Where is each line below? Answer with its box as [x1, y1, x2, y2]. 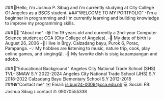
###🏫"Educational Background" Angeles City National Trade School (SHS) [5, 66, 156, 71]
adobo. [5, 56, 20, 62]
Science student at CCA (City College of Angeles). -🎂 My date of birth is [5, 35, 151, 41]
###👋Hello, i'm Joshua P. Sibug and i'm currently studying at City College [5, 5, 155, 10]
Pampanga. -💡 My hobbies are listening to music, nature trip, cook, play [5, 46, 150, 51]
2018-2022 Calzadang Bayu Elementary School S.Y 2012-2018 [5, 76, 132, 82]
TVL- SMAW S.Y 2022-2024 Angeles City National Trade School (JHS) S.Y [5, 71, 156, 76]
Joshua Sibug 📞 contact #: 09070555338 [5, 89, 87, 94]
